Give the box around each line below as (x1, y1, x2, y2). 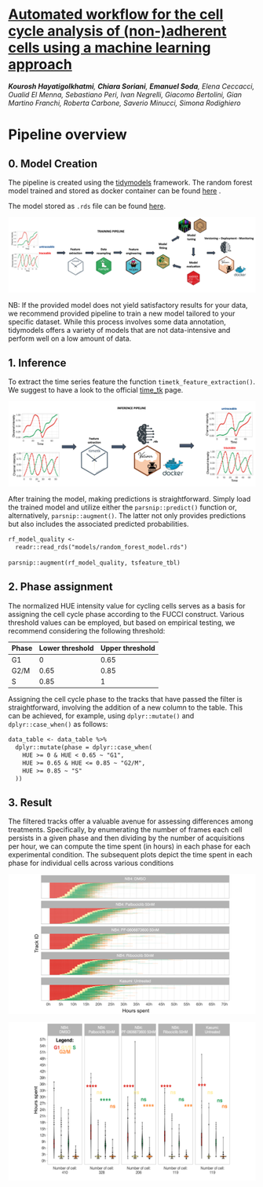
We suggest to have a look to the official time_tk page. (8, 385, 184, 395)
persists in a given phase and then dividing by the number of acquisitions (8, 834, 245, 843)
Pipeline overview (8, 126, 127, 144)
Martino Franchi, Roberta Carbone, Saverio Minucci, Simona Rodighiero (8, 98, 241, 108)
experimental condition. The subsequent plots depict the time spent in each (8, 850, 253, 860)
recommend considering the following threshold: (8, 626, 166, 635)
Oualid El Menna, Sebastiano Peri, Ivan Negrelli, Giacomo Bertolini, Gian (8, 89, 242, 99)
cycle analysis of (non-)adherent (8, 22, 227, 40)
